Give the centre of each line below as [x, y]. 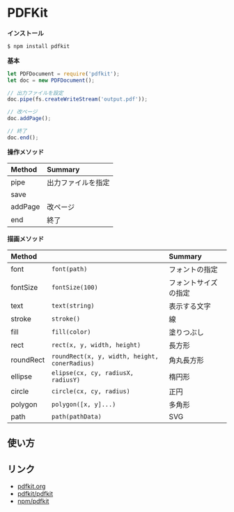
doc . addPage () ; [29, 119]
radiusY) [66, 380]
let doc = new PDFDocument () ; [51, 80]
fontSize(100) [75, 287]
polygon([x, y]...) [84, 404]
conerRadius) [73, 363]
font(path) [69, 269]
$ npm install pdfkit [39, 46]
